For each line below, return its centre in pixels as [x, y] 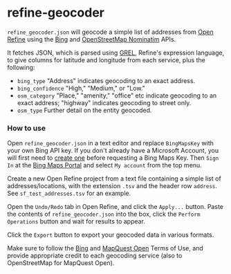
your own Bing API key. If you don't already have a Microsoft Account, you [113, 151]
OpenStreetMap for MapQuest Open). [61, 263]
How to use [27, 128]
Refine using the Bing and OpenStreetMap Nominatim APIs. [92, 39]
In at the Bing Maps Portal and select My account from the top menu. [104, 165]
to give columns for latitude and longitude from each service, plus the [106, 60]
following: [21, 67]
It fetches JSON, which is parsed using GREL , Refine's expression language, [116, 53]
